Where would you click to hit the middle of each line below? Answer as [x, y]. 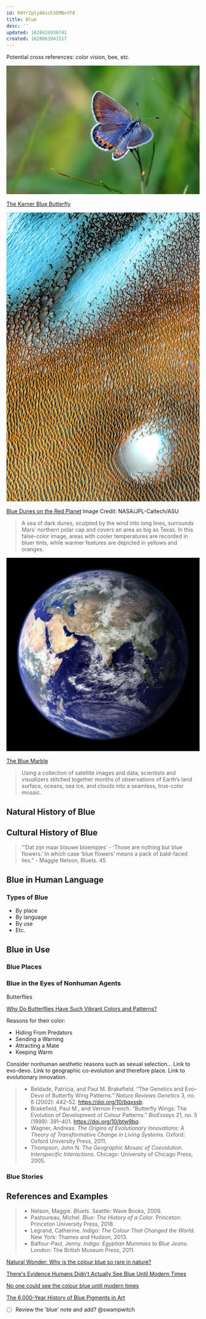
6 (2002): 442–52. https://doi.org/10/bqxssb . [87, 1102]
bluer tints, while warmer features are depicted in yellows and [99, 543]
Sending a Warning [39, 1039]
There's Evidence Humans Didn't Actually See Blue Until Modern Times [97, 1274]
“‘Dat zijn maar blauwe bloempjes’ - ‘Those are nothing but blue [102, 848]
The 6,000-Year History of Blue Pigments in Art [66, 1298]
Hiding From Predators [44, 1032]
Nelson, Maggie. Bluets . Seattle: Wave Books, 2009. [96, 1211]
